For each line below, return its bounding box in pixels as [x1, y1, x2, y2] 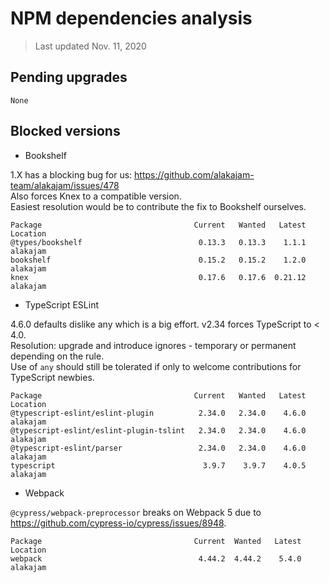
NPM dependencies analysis [10, 7, 253, 30]
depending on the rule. [10, 350, 105, 362]
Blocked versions [10, 123, 121, 140]
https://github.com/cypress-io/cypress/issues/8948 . [10, 517, 227, 529]
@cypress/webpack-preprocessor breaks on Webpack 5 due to [10, 506, 262, 518]
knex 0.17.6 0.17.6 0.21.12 [10, 272, 307, 282]
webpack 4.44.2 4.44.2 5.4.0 [10, 553, 302, 564]
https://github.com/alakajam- [134, 168, 255, 181]
